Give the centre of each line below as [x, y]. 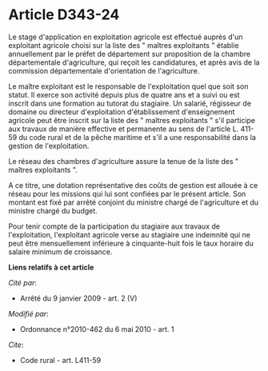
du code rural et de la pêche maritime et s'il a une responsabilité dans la [137, 137]
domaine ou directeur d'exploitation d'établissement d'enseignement [122, 112]
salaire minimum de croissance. [60, 251]
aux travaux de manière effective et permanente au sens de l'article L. [124, 129]
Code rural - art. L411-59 [60, 360]
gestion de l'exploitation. [49, 146]
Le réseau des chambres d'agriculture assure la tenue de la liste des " [124, 161]
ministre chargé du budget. [53, 210]
